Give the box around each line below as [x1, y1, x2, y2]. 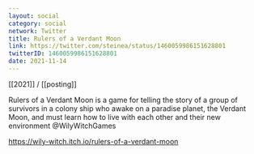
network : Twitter [8, 27, 67, 35]
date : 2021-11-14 [8, 58, 67, 66]
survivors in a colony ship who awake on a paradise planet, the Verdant [8, 103, 247, 113]
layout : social [8, 11, 60, 20]
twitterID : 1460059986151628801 [8, 49, 117, 58]
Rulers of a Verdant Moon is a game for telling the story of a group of [8, 95, 239, 105]
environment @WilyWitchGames [8, 121, 116, 130]
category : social [8, 19, 67, 28]
